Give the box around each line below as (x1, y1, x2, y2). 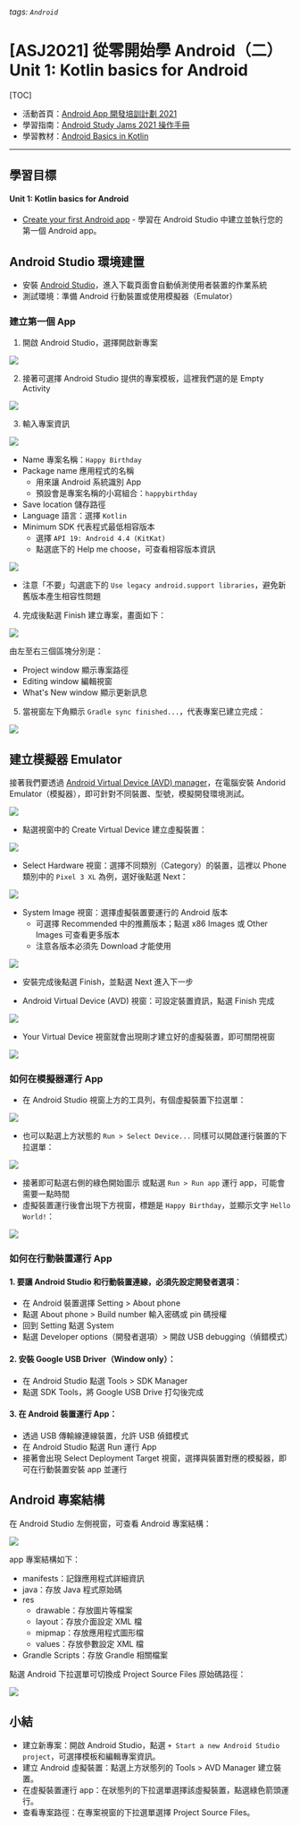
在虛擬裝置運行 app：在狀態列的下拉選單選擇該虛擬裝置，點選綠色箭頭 (21, 1784, 281, 1795)
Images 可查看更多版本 (35, 930, 121, 940)
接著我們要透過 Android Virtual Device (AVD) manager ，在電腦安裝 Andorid (9, 777, 286, 788)
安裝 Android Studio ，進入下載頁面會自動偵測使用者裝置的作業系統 (21, 279, 268, 290)
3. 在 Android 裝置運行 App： (9, 1409, 118, 1419)
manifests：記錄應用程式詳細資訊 (21, 1573, 145, 1583)
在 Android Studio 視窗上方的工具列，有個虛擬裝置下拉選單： (21, 1094, 246, 1105)
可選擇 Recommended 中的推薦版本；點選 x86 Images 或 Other (35, 918, 268, 930)
